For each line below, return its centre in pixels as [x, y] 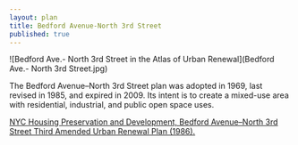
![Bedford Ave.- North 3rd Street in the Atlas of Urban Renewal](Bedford [142, 60]
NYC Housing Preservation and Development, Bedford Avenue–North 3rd [144, 122]
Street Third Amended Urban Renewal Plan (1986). [102, 132]
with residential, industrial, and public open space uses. [112, 105]
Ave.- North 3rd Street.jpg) [59, 68]
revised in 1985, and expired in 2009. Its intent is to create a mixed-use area [149, 95]
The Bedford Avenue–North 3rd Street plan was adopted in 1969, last [136, 86]
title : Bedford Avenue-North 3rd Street [86, 26]
